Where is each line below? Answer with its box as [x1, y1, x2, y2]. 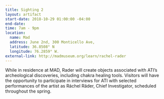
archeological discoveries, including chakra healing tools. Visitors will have [5, 73, 159, 79]
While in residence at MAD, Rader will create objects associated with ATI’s [5, 67, 157, 73]
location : [5, 30, 26, 35]
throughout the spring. [5, 88, 51, 95]
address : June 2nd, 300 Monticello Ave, [9, 40, 95, 45]
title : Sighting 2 [5, 7, 43, 12]
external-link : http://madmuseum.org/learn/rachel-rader [5, 53, 126, 59]
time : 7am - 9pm [5, 26, 39, 31]
